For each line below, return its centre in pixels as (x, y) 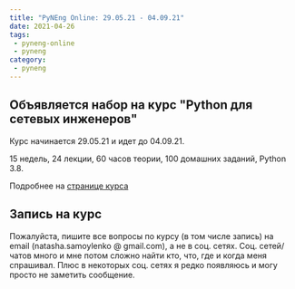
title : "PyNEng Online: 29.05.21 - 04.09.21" (97, 18)
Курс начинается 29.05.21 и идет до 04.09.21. (97, 140)
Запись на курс (56, 214)
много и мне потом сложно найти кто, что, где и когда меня (150, 255)
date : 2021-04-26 (42, 26)
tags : (20, 34)
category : (28, 60)
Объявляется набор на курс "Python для (131, 105)
